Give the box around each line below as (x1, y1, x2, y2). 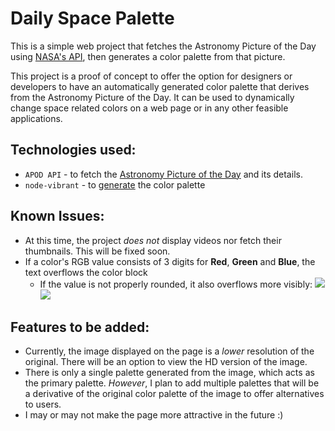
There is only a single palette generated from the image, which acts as (24, 367, 315, 379)
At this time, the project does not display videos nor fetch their (24, 234, 282, 246)
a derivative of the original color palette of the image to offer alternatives (24, 388, 325, 400)
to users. (24, 398, 62, 411)
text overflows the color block (24, 266, 148, 278)
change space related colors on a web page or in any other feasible (10, 102, 289, 114)
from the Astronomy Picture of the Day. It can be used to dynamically (10, 91, 295, 103)
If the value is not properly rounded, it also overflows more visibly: (39, 278, 313, 290)
